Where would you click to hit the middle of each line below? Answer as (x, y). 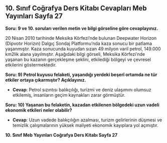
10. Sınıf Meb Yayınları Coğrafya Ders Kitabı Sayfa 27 (61, 135)
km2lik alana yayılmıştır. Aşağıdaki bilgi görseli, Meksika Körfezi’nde (75, 54)
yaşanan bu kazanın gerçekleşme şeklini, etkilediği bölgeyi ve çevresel (78, 59)
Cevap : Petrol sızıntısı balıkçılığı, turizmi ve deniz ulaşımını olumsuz (82, 90)
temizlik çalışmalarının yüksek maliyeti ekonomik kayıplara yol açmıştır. (85, 125)
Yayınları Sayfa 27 (34, 16)
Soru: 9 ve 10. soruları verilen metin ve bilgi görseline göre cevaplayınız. (82, 28)
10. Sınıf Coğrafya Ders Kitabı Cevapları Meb (76, 8)
